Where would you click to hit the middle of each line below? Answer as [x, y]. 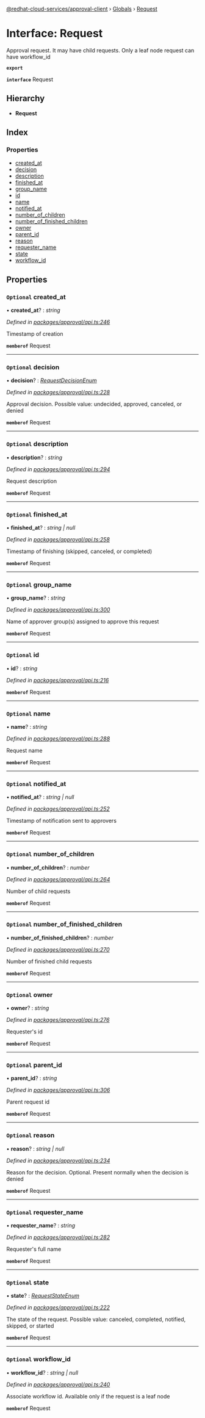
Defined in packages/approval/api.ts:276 [58, 1020]
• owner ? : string [28, 1008]
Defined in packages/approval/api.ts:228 [58, 392]
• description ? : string [34, 457]
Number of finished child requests [49, 961]
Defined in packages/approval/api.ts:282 [58, 1237]
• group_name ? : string [36, 598]
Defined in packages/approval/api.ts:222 [58, 1308]
